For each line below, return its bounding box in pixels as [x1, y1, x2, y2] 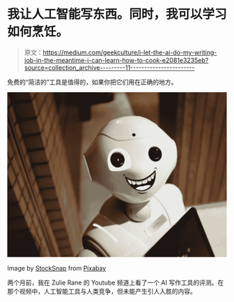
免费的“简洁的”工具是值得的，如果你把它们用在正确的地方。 [7, 77, 178, 86]
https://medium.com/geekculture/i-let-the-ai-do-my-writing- [42, 48, 217, 56]
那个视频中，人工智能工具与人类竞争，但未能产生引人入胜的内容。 [7, 287, 196, 295]
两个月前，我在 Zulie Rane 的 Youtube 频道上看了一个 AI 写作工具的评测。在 [7, 278, 224, 287]
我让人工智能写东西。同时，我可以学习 [7, 6, 228, 22]
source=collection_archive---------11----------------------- [24, 63, 195, 72]
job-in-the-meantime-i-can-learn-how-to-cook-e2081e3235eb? [24, 56, 209, 64]
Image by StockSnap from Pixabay [7, 264, 107, 272]
